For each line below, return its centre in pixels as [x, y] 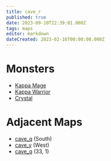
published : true [26, 17]
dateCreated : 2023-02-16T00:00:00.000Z [56, 39]
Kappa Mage [30, 85]
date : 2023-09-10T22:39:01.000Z [46, 23]
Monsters [31, 69]
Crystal [23, 98]
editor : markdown [28, 34]
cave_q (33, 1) [32, 151]
